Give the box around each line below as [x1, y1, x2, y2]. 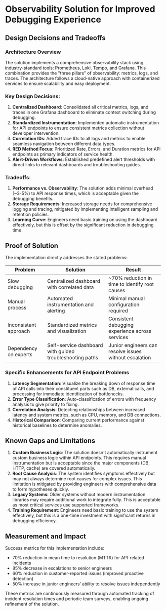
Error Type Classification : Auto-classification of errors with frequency [12, 396, 157, 402]
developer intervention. [12, 130, 60, 136]
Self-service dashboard [47, 342, 103, 349]
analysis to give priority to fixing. [12, 401, 79, 407]
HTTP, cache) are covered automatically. [12, 465, 95, 471]
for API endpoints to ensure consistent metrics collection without [12, 125, 145, 131]
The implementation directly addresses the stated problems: [5, 255, 128, 261]
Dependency [7, 345, 38, 352]
